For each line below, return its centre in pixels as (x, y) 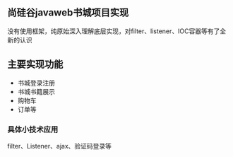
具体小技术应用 (33, 129)
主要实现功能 (35, 65)
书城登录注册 (36, 83)
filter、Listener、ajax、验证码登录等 (59, 146)
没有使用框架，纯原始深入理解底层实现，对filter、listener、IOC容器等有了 (114, 31)
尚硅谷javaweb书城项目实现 (68, 13)
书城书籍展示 (36, 91)
